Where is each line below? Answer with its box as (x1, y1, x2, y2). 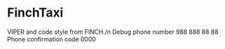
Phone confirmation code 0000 (7, 35, 96, 43)
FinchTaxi (7, 5, 64, 21)
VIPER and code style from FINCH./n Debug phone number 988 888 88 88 (7, 28, 219, 36)
